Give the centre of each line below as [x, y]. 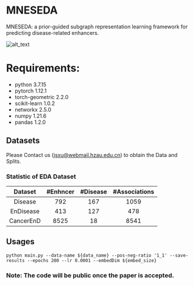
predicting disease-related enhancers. [52, 32]
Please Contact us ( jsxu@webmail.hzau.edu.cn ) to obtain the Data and [92, 155]
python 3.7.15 [30, 84]
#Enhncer [60, 191]
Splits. [14, 161]
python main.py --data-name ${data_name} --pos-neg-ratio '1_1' [87, 255]
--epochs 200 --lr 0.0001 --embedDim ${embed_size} [92, 260]
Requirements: [43, 68]
